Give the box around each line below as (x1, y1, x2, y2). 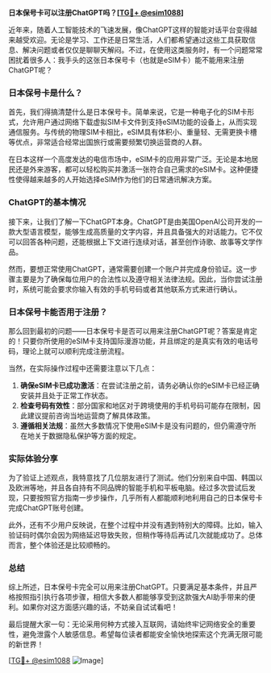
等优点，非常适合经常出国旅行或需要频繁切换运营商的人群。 (8, 137, 206, 147)
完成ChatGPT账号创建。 (8, 503, 89, 513)
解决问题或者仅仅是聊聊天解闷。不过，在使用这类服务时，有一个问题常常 (22, 45, 263, 55)
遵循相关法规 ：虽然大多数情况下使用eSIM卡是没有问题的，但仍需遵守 (19, 421, 250, 430)
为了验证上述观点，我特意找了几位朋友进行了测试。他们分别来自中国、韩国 (8, 473, 256, 483)
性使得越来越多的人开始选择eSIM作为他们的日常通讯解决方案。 (8, 175, 216, 185)
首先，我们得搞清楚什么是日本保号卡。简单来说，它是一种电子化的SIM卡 (8, 107, 248, 117)
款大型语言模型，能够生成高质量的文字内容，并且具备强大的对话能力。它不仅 (8, 226, 263, 236)
